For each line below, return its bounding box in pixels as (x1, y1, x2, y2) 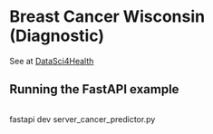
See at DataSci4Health (9, 55, 94, 66)
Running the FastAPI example (9, 81, 179, 97)
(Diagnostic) (9, 25, 105, 46)
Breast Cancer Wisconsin (9, 6, 206, 27)
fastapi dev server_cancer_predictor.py (9, 113, 156, 124)
